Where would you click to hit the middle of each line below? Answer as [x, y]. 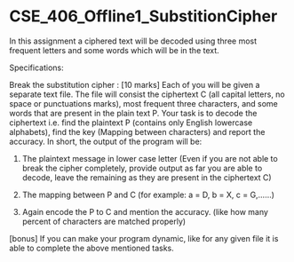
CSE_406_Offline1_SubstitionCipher [143, 16]
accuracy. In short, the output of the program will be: [106, 141]
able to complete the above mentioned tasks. [92, 248]
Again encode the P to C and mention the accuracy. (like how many [145, 211]
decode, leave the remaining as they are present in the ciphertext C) [147, 177]
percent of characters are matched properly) [104, 221]
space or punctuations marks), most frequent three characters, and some [143, 103]
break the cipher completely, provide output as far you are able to [142, 168]
